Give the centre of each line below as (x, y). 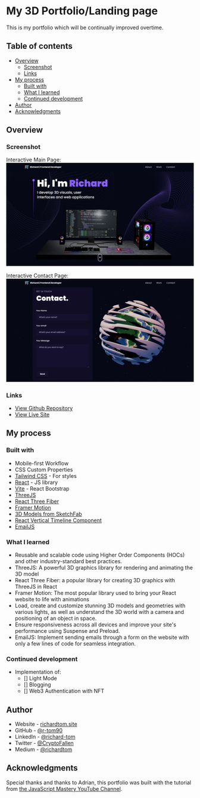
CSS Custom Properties (44, 470)
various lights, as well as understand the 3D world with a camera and (99, 611)
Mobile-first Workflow (42, 463)
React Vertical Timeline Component (58, 520)
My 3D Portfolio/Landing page (82, 11)
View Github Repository (44, 408)
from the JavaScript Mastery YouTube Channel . (64, 788)
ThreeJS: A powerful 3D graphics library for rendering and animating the (104, 567)
